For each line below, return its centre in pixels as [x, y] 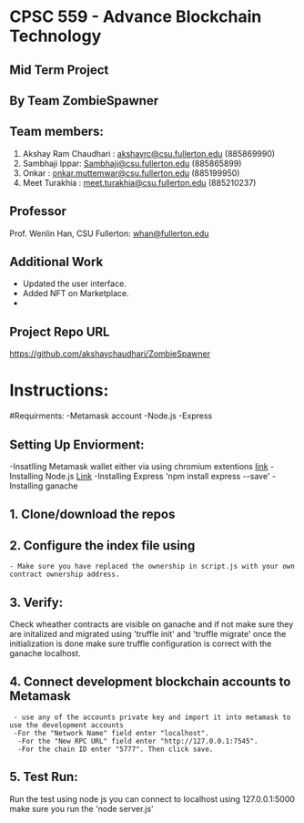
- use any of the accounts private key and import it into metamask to [152, 717]
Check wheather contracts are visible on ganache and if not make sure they [152, 624]
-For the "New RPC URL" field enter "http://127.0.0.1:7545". [138, 741]
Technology [56, 36]
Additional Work [56, 262]
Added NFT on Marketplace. [76, 293]
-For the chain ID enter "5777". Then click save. [116, 749]
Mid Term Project [59, 70]
